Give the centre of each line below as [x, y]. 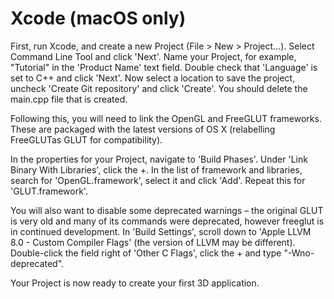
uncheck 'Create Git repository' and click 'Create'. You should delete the [159, 88]
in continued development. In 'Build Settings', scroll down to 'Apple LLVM [161, 231]
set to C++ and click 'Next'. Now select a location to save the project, [153, 78]
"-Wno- [299, 253]
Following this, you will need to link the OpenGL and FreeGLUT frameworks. [166, 118]
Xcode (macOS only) [98, 18]
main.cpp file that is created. [69, 99]
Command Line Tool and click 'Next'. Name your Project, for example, [153, 56]
